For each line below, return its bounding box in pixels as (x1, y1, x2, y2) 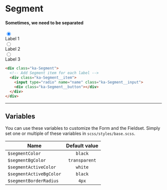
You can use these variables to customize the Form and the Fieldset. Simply (5, 125, 161, 131)
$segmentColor (7, 151, 41, 157)
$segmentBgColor (7, 158, 46, 163)
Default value (66, 142, 98, 149)
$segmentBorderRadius (7, 178, 59, 184)
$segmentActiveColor (7, 165, 56, 170)
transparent (68, 158, 96, 163)
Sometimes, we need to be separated (5, 19, 83, 25)
